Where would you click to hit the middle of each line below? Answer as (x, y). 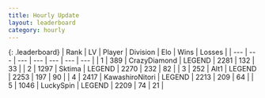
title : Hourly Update (44, 15)
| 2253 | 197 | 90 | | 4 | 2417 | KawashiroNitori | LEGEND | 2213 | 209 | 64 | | (131, 77)
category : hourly (37, 30)
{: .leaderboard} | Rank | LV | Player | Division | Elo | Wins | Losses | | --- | (128, 53)
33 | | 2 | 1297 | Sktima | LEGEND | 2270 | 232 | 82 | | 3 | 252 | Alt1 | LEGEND (132, 69)
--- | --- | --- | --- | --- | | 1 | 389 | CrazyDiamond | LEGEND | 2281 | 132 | (136, 60)
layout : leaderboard (42, 23)
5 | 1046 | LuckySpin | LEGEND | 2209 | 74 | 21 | (86, 85)
